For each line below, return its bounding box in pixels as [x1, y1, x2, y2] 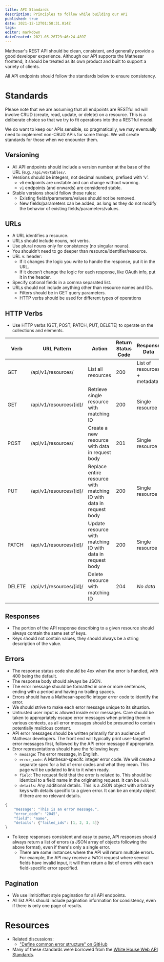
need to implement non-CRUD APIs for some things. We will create [5, 131, 140, 137]
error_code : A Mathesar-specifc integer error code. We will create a [19, 756, 156, 762]
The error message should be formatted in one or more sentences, [12, 683, 146, 689]
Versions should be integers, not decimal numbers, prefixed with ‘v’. [12, 174, 149, 180]
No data [136, 583, 156, 590]
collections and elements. [12, 328, 64, 334]
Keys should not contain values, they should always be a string [12, 635, 139, 642]
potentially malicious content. [12, 725, 72, 731]
